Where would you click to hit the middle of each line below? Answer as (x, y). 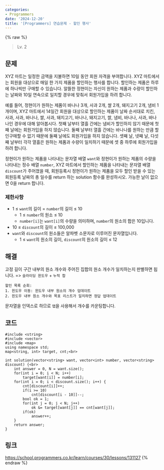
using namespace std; (27, 347)
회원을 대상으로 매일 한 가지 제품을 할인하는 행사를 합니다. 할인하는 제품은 (80, 83)
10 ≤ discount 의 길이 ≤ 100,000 (43, 227)
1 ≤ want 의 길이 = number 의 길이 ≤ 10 (47, 209)
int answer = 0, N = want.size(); (49, 369)
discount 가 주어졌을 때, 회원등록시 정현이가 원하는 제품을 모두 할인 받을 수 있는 (80, 171)
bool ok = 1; (36, 399)
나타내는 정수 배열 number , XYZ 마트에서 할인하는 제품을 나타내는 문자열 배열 (78, 165)
